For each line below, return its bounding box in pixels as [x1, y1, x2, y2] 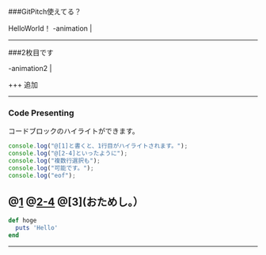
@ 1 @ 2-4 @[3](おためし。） [8, 196, 144, 209]
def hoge [8, 216, 37, 225]
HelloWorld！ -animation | [8, 24, 93, 33]
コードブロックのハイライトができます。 [8, 126, 140, 136]
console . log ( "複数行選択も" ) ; [8, 157, 101, 165]
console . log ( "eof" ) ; [8, 171, 77, 179]
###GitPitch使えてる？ [8, 7, 82, 16]
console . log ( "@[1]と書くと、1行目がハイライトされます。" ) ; [8, 142, 188, 150]
